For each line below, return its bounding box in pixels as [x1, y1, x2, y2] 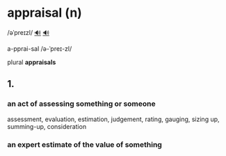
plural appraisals [7, 58, 56, 66]
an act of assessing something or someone [7, 99, 156, 109]
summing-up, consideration [7, 122, 87, 130]
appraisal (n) [7, 5, 82, 21]
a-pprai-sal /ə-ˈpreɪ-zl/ [7, 44, 72, 53]
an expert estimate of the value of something [7, 139, 162, 149]
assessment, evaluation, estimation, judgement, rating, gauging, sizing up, [7, 115, 220, 123]
